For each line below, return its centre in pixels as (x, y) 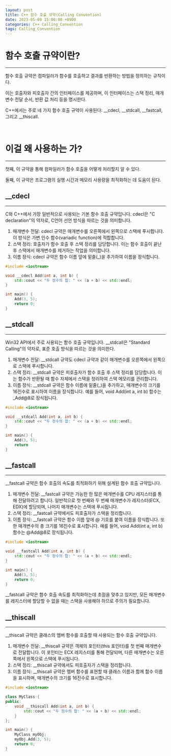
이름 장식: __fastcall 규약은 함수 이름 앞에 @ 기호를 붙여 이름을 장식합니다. (86, 519)
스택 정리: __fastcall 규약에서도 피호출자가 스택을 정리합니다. (73, 513)
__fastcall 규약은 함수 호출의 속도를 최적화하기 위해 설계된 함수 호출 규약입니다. (83, 483)
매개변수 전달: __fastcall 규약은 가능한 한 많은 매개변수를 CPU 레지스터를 (84, 494)
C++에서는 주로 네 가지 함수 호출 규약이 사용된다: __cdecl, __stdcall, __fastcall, (84, 110)
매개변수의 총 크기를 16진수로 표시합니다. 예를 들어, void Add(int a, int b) (90, 526)
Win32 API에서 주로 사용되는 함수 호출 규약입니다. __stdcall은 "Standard (78, 342)
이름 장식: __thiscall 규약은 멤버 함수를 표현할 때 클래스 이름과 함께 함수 (83, 672)
